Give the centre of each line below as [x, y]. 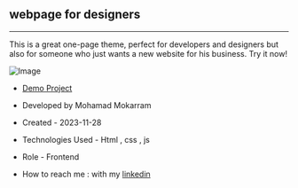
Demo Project [47, 88]
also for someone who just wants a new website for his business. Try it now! [149, 53]
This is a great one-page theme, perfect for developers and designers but [144, 44]
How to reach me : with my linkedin [86, 174]
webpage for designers [75, 15]
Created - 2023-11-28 [62, 122]
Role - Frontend [51, 157]
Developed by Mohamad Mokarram [86, 105]
